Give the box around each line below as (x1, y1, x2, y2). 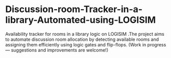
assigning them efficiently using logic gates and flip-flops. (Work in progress (5, 41, 166, 47)
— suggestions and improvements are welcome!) (5, 47, 109, 53)
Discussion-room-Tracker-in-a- (5, 4, 143, 15)
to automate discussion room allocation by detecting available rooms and (5, 36, 159, 42)
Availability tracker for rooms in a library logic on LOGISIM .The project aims (5, 31, 164, 37)
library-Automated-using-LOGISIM (5, 14, 156, 26)
